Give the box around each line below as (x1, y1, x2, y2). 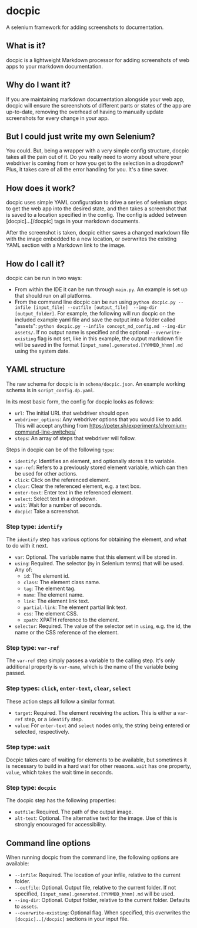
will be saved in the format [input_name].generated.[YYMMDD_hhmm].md (14, 341, 183, 348)
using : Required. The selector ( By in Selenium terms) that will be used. (14, 560, 184, 567)
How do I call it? (6, 259, 65, 269)
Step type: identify (6, 522, 63, 530)
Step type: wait (6, 743, 51, 751)
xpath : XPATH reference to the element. (23, 616, 119, 624)
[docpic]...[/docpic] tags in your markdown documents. (6, 217, 140, 225)
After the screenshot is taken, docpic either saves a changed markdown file (6, 229, 189, 236)
